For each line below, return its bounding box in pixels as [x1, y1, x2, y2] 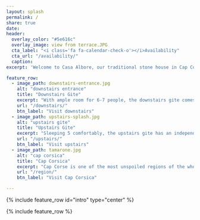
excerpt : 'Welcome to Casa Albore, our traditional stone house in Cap [6, 64, 187, 70]
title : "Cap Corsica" [17, 158, 70, 164]
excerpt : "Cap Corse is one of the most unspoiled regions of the [17, 163, 185, 170]
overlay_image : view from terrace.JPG [11, 42, 108, 48]
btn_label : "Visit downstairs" [17, 108, 95, 114]
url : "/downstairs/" [17, 103, 68, 109]
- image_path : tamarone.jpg [11, 147, 82, 153]
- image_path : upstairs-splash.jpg [11, 114, 100, 120]
